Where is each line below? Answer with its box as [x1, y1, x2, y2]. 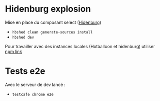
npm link [5, 49, 22, 54]
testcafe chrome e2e [12, 92, 54, 97]
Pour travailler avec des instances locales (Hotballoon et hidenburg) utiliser [5, 43, 155, 49]
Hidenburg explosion [5, 3, 91, 15]
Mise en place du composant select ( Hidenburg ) [5, 19, 102, 25]
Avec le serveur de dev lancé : [5, 82, 65, 87]
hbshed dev [12, 35, 34, 40]
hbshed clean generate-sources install [12, 30, 93, 34]
